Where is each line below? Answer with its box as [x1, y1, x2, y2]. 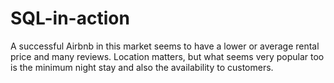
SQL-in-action [10, 7, 130, 30]
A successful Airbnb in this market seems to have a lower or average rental [10, 40, 320, 52]
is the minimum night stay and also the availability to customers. [10, 61, 274, 73]
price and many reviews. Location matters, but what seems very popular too [10, 50, 325, 62]
